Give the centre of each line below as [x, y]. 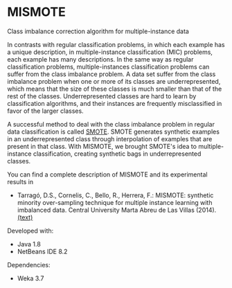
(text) [25, 217]
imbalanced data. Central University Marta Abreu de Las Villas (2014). [117, 210]
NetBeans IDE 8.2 [42, 251]
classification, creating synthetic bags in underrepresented [117, 154]
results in [20, 181]
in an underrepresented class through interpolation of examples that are [110, 138]
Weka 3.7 [30, 278]
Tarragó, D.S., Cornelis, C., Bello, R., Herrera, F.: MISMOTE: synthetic [115, 195]
